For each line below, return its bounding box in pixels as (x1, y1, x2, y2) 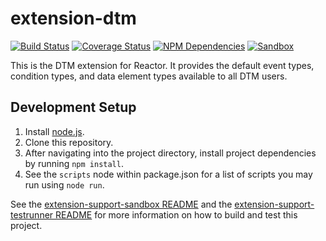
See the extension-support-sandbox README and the (10, 198, 233, 210)
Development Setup (10, 99, 137, 116)
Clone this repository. (24, 136, 114, 148)
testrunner (10, 208, 54, 221)
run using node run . (24, 178, 105, 191)
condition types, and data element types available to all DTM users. (10, 70, 288, 82)
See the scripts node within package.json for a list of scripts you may (24, 168, 313, 180)
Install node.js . (24, 125, 85, 137)
